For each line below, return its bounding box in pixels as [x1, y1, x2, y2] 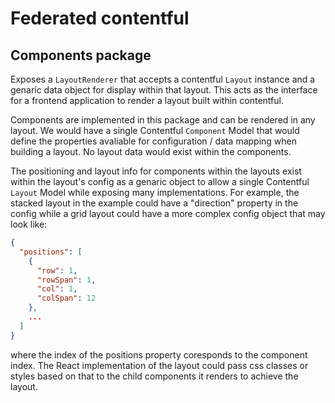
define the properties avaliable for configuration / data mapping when [10, 135, 298, 147]
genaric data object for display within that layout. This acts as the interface [10, 84, 318, 96]
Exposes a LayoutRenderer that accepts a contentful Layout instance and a [10, 73, 316, 85]
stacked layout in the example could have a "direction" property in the [10, 197, 299, 209]
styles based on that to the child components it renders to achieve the [10, 370, 299, 382]
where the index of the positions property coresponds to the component [10, 348, 308, 361]
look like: [10, 218, 48, 230]
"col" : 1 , [36, 284, 78, 294]
